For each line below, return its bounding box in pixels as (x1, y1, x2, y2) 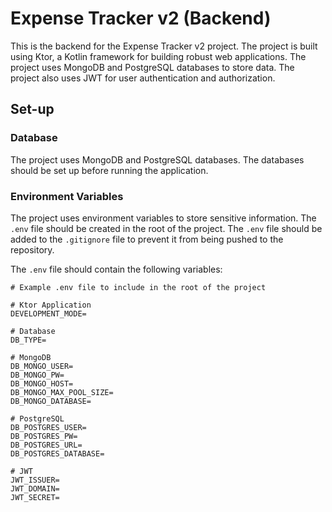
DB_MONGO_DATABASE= (10, 396, 92, 406)
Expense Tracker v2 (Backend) (10, 7, 272, 30)
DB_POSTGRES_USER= (10, 422, 87, 432)
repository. (10, 243, 55, 256)
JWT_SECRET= (10, 492, 60, 502)
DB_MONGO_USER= (10, 361, 74, 371)
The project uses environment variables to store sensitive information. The (10, 212, 317, 224)
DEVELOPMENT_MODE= (10, 308, 87, 319)
